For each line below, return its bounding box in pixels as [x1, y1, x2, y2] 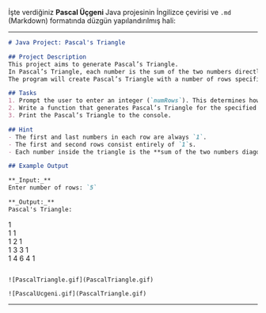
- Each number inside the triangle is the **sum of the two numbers [8, 147, 239, 156]
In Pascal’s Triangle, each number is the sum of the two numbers [8, 67, 232, 75]
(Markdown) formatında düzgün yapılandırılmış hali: [8, 16, 177, 25]
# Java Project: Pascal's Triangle [8, 39, 126, 47]
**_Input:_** [8, 177, 51, 185]
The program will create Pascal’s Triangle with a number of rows [8, 75, 232, 83]
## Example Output [8, 162, 69, 170]
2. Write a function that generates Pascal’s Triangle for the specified [8, 104, 257, 113]
